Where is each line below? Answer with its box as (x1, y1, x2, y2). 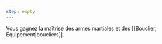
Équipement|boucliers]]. (6, 31, 64, 38)
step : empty (6, 8, 35, 15)
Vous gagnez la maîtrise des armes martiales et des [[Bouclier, (6, 25, 157, 32)
